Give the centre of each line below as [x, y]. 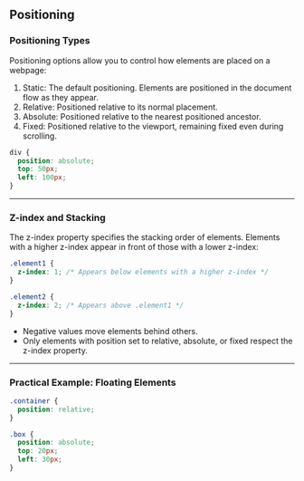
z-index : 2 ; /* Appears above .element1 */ [100, 305]
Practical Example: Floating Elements [93, 382]
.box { [22, 434]
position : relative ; [56, 409]
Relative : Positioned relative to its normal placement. [120, 107]
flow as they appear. [61, 97]
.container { [34, 401]
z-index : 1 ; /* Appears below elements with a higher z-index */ [143, 272]
